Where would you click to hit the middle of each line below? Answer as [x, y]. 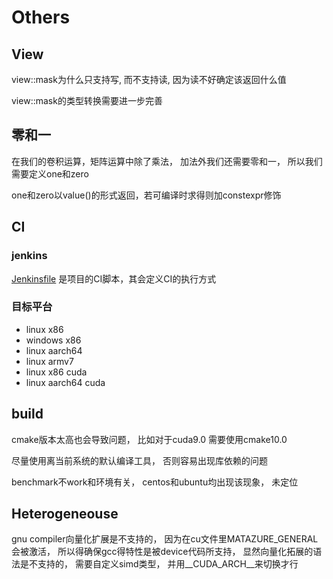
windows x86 [53, 340]
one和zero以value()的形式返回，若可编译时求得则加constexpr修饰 [146, 195]
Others [41, 17]
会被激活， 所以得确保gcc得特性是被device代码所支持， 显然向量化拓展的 [162, 552]
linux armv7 [49, 361]
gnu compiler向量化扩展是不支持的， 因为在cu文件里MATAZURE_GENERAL [165, 539]
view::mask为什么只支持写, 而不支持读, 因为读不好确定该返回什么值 [149, 79]
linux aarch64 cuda [65, 382]
